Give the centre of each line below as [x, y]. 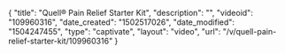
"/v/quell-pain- [250, 31]
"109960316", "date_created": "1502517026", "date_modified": [122, 22]
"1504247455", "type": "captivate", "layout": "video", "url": [115, 31]
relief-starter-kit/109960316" [61, 41]
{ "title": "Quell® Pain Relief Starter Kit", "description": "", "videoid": [131, 13]
